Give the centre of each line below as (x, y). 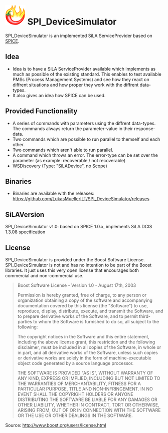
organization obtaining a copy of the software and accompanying (85, 300)
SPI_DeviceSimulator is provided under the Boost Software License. (75, 260)
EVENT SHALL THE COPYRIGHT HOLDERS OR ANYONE (75, 394)
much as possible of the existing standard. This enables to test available (87, 74)
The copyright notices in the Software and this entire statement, (83, 337)
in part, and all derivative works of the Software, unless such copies (88, 353)
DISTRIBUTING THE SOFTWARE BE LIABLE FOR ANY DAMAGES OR (87, 399)
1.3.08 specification (25, 232)
